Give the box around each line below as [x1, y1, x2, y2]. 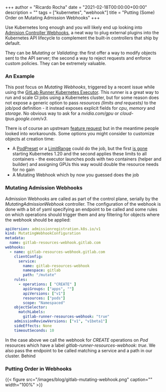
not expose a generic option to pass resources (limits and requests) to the [5, 100, 156, 106]
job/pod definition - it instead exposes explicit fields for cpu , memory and [5, 105, 155, 111]
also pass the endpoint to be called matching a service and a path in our [5, 347, 153, 353]
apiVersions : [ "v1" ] [23, 291, 65, 296]
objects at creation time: [5, 136, 55, 142]
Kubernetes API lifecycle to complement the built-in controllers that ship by [5, 35, 159, 41]
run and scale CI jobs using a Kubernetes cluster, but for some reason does [5, 94, 159, 101]
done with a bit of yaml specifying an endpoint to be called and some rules [5, 206, 158, 212]
